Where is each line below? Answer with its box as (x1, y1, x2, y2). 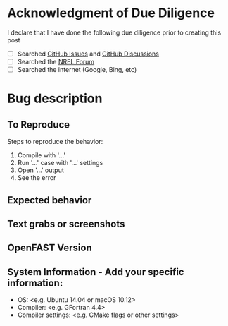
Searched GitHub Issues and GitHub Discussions (17, 49, 160, 58)
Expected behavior (7, 194, 92, 206)
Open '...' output (17, 166, 65, 174)
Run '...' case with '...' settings (17, 159, 103, 167)
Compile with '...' (17, 151, 65, 159)
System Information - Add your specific (7, 266, 184, 278)
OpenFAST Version (7, 242, 93, 254)
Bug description (7, 90, 103, 107)
